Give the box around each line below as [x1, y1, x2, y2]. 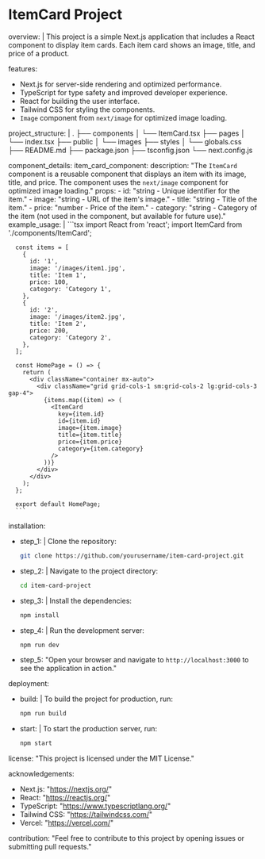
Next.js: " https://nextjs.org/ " [19, 784, 113, 794]
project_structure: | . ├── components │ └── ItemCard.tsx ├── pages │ [8, 128, 246, 138]
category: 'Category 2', [29, 333, 112, 342]
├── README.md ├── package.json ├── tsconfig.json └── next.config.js [8, 145, 253, 155]
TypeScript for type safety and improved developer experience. [19, 87, 228, 97]
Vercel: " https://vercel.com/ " [19, 819, 114, 828]
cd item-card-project [19, 581, 91, 589]
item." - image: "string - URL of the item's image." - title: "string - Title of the [8, 194, 258, 204]
